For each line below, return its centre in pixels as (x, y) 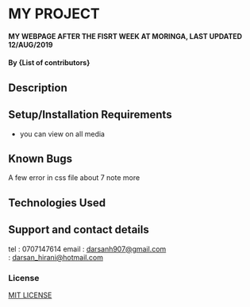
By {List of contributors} (49, 63)
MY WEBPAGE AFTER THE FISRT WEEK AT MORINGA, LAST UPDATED (125, 36)
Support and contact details (79, 230)
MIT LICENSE (30, 295)
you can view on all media (62, 134)
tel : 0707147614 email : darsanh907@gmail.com (87, 249)
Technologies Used (57, 203)
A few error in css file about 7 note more (74, 178)
